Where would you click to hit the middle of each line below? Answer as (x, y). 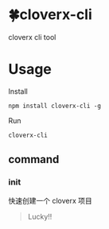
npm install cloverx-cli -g (55, 106)
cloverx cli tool (32, 37)
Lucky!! (40, 216)
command (34, 159)
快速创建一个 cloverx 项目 (51, 200)
